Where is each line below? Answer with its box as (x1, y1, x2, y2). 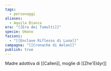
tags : (5, 7, 16, 12)
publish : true (5, 47, 34, 52)
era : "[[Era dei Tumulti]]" (5, 25, 62, 30)
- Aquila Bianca (9, 20, 42, 25)
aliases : (5, 16, 23, 21)
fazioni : (5, 34, 23, 39)
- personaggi (9, 12, 36, 16)
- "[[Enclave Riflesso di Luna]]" (9, 38, 79, 43)
